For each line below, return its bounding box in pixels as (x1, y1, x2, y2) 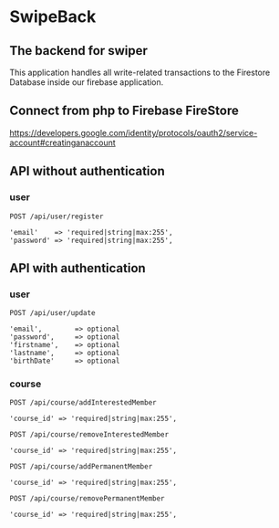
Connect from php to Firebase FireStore (9, 103, 240, 119)
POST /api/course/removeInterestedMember (9, 430, 170, 439)
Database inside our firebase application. (9, 77, 164, 88)
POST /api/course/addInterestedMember (9, 398, 157, 407)
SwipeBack (9, 6, 97, 27)
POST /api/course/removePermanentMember (9, 494, 166, 503)
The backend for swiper (9, 43, 148, 58)
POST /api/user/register (9, 212, 104, 221)
